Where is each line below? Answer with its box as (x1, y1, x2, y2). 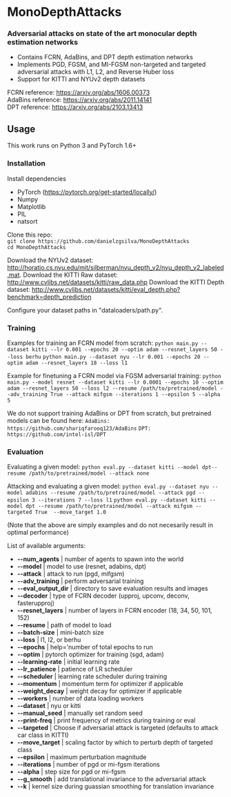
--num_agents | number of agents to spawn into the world (17, 555, 184, 563)
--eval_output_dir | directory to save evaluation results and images (17, 584, 208, 593)
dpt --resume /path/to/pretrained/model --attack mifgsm (25, 503, 193, 510)
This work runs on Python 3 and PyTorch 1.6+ (7, 141, 137, 150)
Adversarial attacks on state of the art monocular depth (7, 29, 197, 39)
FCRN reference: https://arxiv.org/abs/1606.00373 (7, 88, 150, 97)
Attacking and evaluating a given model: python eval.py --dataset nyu (7, 482, 209, 491)
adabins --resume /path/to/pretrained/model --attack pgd (25, 489, 196, 497)
